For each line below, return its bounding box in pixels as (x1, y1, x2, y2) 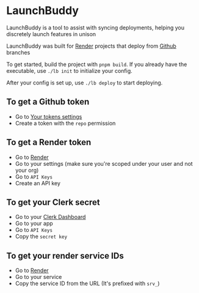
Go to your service (15, 273, 62, 281)
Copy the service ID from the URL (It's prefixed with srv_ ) (15, 280, 160, 287)
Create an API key (15, 179, 61, 187)
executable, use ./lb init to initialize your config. (6, 67, 132, 74)
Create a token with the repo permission (15, 119, 116, 127)
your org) (15, 166, 39, 174)
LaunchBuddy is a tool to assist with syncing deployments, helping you (6, 24, 185, 31)
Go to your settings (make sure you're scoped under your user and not (15, 160, 194, 167)
